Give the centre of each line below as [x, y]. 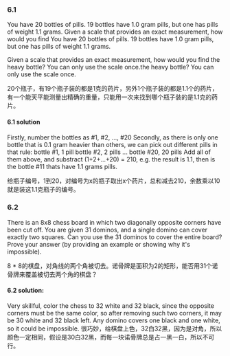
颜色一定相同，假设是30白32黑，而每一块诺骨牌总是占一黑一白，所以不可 [111, 337]
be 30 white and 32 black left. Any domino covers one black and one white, [114, 320]
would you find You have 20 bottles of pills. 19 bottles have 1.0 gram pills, [111, 39]
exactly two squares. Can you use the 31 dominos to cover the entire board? [115, 237]
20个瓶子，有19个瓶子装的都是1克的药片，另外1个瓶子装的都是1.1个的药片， [113, 89]
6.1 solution [24, 122]
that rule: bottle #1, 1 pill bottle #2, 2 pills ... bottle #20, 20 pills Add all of [109, 152]
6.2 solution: [26, 291]
